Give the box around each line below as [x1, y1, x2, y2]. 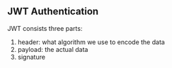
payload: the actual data [17, 45, 88, 53]
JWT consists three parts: [7, 24, 83, 32]
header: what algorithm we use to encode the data [17, 38, 165, 46]
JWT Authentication [7, 6, 99, 18]
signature [17, 53, 46, 61]
